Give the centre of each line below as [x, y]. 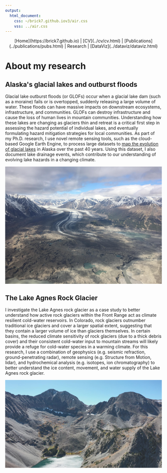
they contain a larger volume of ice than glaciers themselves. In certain [78, 331]
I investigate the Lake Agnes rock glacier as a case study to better [73, 310]
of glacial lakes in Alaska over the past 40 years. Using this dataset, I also [80, 149]
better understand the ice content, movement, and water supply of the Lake [83, 368]
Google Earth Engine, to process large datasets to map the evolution [89, 144]
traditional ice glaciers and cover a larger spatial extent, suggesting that [79, 326]
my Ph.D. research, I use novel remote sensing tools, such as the [71, 138]
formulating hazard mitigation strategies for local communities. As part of [80, 134]
